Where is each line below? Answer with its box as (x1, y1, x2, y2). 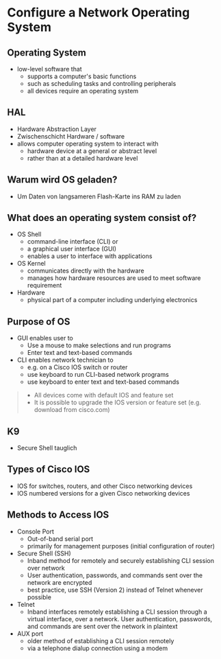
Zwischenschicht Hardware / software (16, 132, 125, 140)
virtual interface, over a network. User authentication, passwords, (27, 614, 213, 623)
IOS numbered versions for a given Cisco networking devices (16, 489, 190, 497)
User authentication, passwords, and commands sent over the (27, 571, 203, 579)
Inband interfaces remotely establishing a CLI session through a (27, 608, 207, 616)
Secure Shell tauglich (16, 444, 77, 452)
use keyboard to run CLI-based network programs (27, 371, 169, 379)
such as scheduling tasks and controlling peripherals (27, 80, 177, 87)
